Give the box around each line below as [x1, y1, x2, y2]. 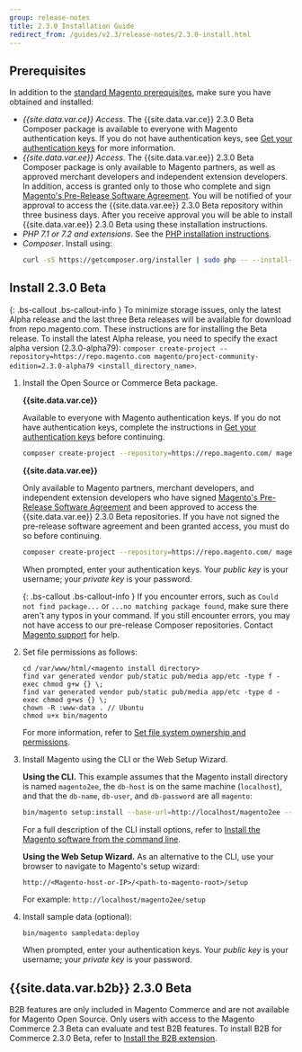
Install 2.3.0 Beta [9, 281, 106, 296]
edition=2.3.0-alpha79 [9, 361, 94, 370]
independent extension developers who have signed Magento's [22, 492, 258, 503]
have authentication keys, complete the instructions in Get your [22, 422, 257, 432]
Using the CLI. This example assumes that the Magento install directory [22, 771, 289, 782]
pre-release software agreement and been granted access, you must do [22, 521, 290, 531]
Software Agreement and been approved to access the [53, 501, 258, 513]
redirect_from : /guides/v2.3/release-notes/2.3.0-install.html [9, 30, 252, 39]
